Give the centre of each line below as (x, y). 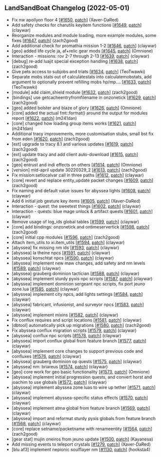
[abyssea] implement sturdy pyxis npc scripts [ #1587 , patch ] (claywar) (82, 278)
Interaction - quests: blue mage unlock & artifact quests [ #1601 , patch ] (82, 211)
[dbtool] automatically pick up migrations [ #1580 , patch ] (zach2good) (81, 325)
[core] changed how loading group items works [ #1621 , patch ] (74, 123)
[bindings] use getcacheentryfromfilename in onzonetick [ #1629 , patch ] (84, 97)
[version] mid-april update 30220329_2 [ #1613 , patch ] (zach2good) (79, 170)
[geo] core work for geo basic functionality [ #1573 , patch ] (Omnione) (81, 372)
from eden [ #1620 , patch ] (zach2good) (51, 139)
